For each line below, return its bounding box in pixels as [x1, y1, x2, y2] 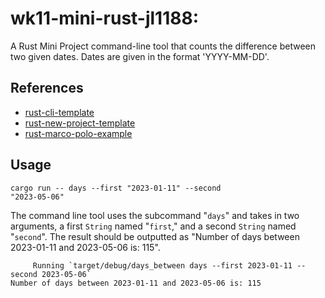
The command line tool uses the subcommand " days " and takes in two [10, 209, 300, 221]
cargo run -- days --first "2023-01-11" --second [10, 183, 222, 193]
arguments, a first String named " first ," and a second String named [10, 220, 297, 232]
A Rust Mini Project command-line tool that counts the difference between [10, 40, 316, 52]
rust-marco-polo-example [24, 127, 133, 139]
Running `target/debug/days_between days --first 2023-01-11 [32, 260, 293, 271]
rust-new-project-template [24, 117, 136, 129]
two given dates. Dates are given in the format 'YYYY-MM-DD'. [10, 50, 270, 62]
